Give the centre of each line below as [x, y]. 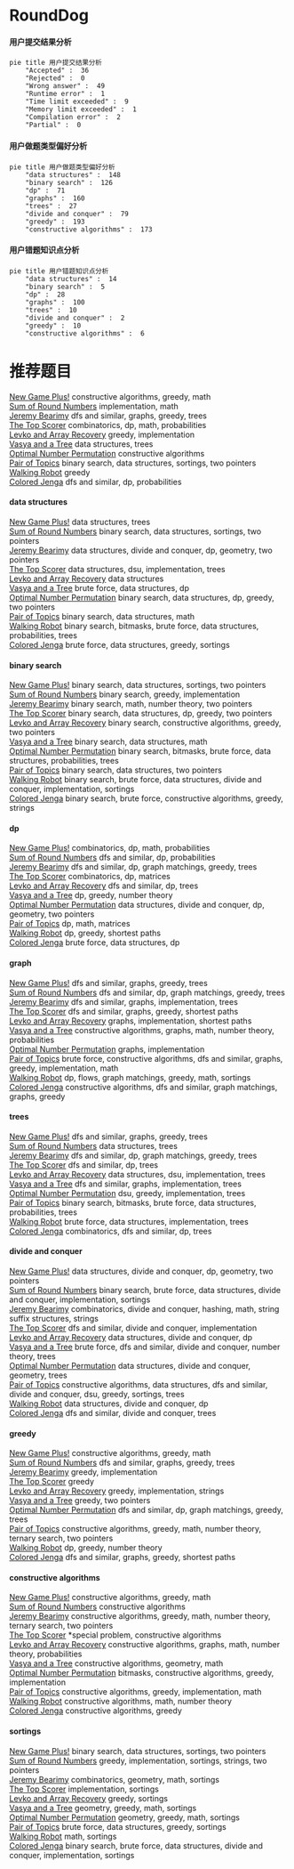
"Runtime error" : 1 [65, 94]
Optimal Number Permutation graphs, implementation [107, 1049]
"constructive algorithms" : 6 [85, 333]
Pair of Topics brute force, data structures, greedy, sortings [118, 1826]
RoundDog [49, 16]
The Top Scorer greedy [52, 1482]
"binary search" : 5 [65, 287]
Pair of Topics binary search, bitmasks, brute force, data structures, [133, 1202]
